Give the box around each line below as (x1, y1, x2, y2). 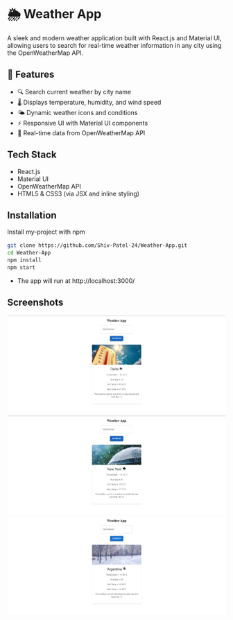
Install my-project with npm (7, 227, 85, 236)
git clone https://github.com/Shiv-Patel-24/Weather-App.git (7, 242, 188, 249)
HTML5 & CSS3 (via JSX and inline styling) (17, 189, 140, 198)
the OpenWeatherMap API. (7, 49, 84, 57)
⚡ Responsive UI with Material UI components (17, 119, 148, 127)
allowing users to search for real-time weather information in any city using (7, 41, 222, 49)
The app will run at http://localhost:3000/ (17, 276, 135, 285)
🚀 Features (7, 69, 55, 80)
